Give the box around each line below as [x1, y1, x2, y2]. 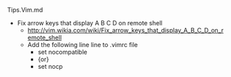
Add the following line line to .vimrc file [27, 41, 138, 48]
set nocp [37, 63, 63, 70]
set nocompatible [37, 48, 88, 56]
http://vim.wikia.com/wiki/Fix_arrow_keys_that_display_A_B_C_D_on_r [27, 27, 224, 34]
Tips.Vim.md [7, 6, 43, 14]
